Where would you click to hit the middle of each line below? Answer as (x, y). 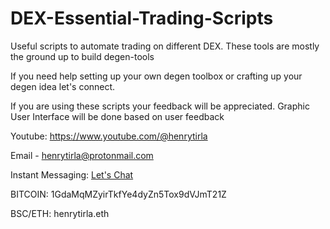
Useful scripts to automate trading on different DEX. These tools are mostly (165, 46)
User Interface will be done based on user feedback (117, 116)
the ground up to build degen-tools (82, 56)
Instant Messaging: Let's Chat (72, 174)
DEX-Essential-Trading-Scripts (142, 18)
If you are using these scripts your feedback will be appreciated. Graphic (160, 106)
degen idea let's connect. (63, 86)
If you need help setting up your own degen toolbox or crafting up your (156, 76)
